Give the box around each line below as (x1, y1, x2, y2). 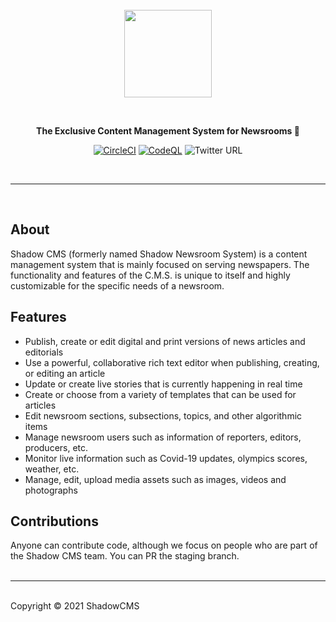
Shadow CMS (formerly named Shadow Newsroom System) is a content (10, 248, 308, 260)
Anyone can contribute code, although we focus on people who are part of (10, 539, 318, 552)
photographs (24, 484, 78, 496)
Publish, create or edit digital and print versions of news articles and (24, 335, 306, 347)
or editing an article (24, 367, 106, 379)
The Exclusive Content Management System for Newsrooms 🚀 (36, 125, 300, 137)
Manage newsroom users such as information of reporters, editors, (24, 431, 302, 443)
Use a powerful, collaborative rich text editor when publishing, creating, (24, 356, 320, 368)
